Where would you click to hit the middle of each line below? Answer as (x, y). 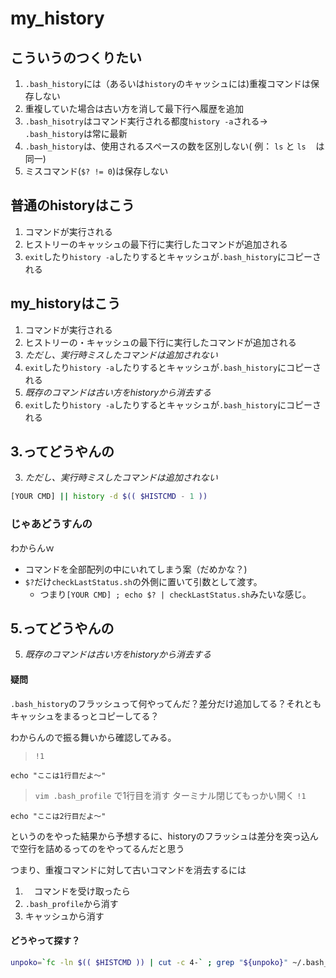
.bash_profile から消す (71, 903)
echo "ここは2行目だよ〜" (58, 816)
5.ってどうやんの (62, 628)
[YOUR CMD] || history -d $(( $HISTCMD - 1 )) (109, 497)
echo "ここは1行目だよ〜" (58, 775)
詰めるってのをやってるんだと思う (114, 848)
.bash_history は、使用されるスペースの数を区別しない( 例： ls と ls (165, 146)
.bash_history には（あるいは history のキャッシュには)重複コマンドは (168, 83)
